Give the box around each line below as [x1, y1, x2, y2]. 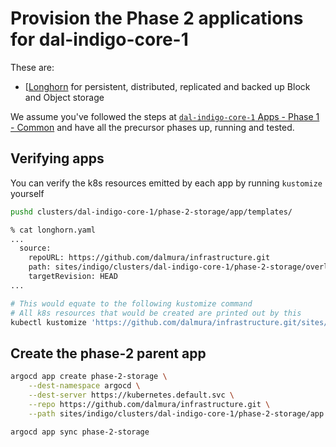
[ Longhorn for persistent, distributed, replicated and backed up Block [24, 80, 311, 92]
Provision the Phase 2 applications [10, 7, 304, 30]
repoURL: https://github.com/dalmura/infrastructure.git [28, 253, 271, 263]
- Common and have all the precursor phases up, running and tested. [10, 121, 295, 133]
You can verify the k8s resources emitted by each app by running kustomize [10, 177, 323, 189]
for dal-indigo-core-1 [10, 28, 189, 51]
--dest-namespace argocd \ [28, 381, 141, 391]
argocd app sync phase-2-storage [10, 427, 150, 437]
